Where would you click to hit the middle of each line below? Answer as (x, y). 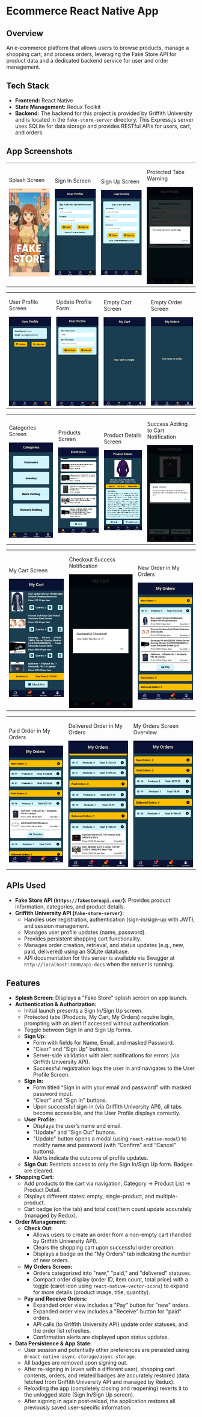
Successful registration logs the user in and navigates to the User (114, 1068)
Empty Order (167, 302)
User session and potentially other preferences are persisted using (106, 1350)
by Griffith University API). (65, 1241)
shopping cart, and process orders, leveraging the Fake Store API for (91, 54)
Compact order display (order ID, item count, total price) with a (110, 1279)
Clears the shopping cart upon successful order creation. (104, 1247)
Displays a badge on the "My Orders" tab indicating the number (112, 1254)
